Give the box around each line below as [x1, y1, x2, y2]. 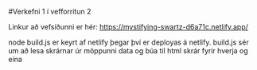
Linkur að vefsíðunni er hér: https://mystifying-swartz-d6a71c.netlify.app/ [8, 22, 249, 31]
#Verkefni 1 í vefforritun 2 [8, 7, 92, 16]
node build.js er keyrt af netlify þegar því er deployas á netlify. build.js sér [8, 37, 249, 47]
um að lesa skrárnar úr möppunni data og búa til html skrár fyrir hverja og [8, 46, 248, 55]
